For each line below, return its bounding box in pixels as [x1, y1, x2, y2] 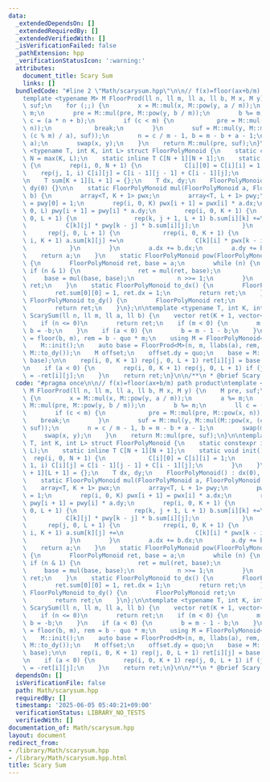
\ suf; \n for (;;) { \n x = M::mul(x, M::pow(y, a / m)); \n [22, 102, 261, 110]
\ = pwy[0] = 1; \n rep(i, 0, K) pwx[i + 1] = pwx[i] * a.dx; [22, 199, 257, 207]
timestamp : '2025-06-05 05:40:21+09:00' [15, 701, 153, 709]
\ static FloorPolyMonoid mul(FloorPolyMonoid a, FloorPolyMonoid [22, 476, 261, 485]
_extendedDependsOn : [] [15, 19, 95, 27]
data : [8, 11, 27, 20]
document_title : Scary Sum [22, 72, 113, 80]
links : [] [22, 79, 56, 87]
